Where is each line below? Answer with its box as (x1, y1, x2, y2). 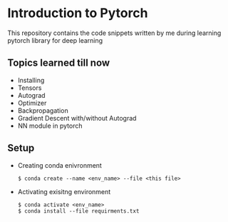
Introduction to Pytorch (7, 5, 148, 21)
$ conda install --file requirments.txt (17, 207, 140, 215)
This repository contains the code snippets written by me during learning (7, 29, 222, 37)
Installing (17, 76, 45, 84)
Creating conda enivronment (17, 161, 102, 169)
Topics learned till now (7, 57, 110, 69)
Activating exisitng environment (17, 187, 111, 196)
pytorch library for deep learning (7, 36, 103, 44)
